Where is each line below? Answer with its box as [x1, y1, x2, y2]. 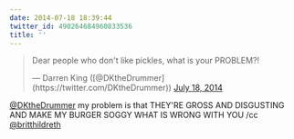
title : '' [9, 30, 47, 39]
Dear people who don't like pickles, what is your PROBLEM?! [31, 55, 260, 66]
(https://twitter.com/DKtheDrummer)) [31, 83, 172, 94]
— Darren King [31, 73, 89, 84]
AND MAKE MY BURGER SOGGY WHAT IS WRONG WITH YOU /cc [9, 110, 258, 121]
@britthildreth [9, 119, 61, 130]
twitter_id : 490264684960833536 [9, 22, 132, 31]
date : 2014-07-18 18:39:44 [9, 13, 112, 23]
